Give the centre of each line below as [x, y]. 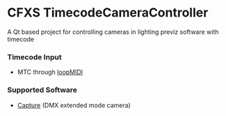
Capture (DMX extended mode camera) [74, 105]
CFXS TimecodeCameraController [108, 13]
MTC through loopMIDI [50, 72]
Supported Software [42, 90]
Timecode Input [34, 57]
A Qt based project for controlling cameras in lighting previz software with [113, 32]
